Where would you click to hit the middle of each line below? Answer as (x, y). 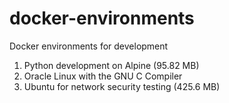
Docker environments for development (89, 46)
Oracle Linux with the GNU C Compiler (103, 76)
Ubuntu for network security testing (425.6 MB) (122, 86)
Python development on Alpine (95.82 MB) (111, 65)
